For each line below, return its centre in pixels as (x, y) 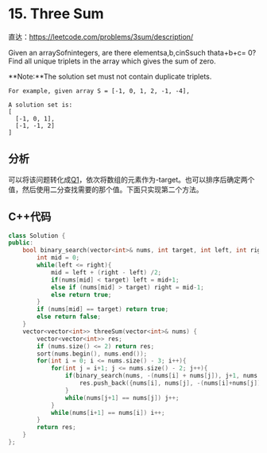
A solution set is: (41, 105)
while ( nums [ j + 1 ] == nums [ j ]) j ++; (122, 397)
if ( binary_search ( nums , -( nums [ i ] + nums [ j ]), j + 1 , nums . (163, 376)
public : (21, 243)
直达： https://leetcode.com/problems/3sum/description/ (101, 36)
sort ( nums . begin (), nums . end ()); (92, 354)
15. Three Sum (56, 14)
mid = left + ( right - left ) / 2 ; (106, 272)
